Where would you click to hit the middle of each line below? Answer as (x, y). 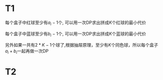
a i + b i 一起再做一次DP (27, 51)
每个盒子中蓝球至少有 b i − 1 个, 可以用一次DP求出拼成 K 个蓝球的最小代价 (76, 34)
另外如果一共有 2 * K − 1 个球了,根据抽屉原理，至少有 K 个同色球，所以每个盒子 (82, 45)
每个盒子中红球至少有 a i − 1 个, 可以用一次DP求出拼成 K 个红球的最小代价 (76, 23)
